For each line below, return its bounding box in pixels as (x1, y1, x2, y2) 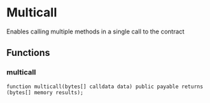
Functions (6, 47, 51, 59)
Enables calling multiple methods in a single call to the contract (6, 27, 185, 35)
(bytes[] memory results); (6, 89, 84, 96)
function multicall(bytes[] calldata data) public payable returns (6, 83, 204, 90)
